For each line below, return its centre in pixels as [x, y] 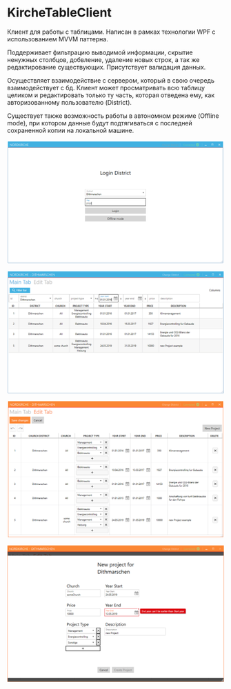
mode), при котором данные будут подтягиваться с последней [100, 123]
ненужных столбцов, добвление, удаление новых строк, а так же [103, 59]
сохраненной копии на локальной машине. [71, 130]
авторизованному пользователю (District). [70, 102]
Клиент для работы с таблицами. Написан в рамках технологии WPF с [111, 32]
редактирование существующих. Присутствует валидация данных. [107, 67]
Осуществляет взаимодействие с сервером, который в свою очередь [111, 80]
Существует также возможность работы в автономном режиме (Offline [113, 116]
